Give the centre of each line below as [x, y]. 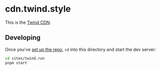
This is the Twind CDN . [28, 22]
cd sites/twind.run [25, 58]
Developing [23, 38]
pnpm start [16, 63]
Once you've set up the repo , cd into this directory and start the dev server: [80, 49]
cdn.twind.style [38, 9]
